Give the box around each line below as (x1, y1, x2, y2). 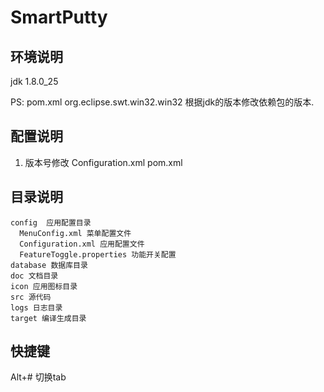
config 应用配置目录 (10, 217, 92, 228)
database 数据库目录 (10, 260, 88, 270)
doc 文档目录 (10, 271, 59, 281)
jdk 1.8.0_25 (10, 76, 59, 87)
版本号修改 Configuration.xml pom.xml (24, 156, 183, 168)
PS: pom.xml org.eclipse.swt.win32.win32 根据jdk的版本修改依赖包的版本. (10, 96, 315, 108)
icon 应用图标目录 (10, 281, 78, 291)
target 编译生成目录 (10, 313, 87, 323)
